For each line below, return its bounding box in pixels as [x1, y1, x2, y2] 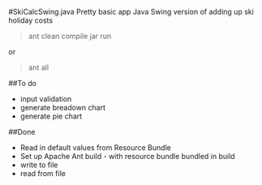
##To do [8, 79, 37, 88]
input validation [19, 94, 72, 104]
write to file [19, 160, 58, 170]
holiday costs [8, 15, 54, 25]
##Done [8, 127, 36, 136]
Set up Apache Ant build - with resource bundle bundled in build [19, 152, 235, 161]
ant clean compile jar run [28, 32, 112, 41]
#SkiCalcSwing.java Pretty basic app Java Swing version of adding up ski [8, 7, 254, 16]
